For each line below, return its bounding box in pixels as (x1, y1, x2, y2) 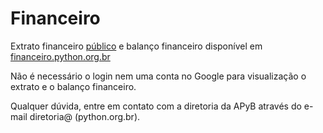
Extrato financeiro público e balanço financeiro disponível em (10, 40, 263, 52)
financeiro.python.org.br (10, 50, 111, 62)
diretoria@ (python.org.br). (29, 110, 141, 122)
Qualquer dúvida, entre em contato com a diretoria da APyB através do (10, 100, 302, 112)
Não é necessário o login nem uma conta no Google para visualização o (10, 70, 307, 82)
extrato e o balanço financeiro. (10, 80, 137, 92)
